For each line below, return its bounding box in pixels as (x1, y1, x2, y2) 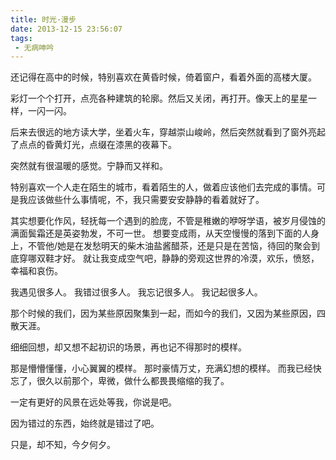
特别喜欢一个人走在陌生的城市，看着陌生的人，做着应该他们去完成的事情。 (10, 181, 317, 193)
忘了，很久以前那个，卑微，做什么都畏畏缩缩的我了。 (10, 375, 230, 387)
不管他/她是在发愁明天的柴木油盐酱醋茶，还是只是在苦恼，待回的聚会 (27, 240, 312, 252)
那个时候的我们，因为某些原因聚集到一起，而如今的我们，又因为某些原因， (10, 307, 317, 320)
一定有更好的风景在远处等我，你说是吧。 (10, 396, 177, 408)
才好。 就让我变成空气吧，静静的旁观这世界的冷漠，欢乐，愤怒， (53, 252, 320, 265)
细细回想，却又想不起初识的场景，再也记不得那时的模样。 (10, 341, 247, 353)
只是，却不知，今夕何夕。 (10, 439, 116, 451)
